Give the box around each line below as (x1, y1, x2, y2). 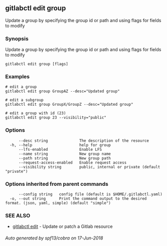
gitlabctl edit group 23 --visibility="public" (5, 115, 107, 120)
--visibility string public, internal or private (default (18, 164, 160, 169)
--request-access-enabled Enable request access (18, 160, 127, 165)
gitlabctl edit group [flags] (5, 62, 69, 67)
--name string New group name (18, 151, 111, 156)
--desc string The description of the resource (18, 138, 149, 143)
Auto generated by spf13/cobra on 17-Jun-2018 (5, 235, 103, 241)
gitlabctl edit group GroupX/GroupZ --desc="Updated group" (5, 102, 134, 107)
